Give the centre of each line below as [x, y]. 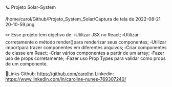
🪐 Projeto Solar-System [31, 7]
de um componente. [27, 64]
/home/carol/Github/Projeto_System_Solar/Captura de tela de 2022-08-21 [83, 19]
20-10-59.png [20, 24]
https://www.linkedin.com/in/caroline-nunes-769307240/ [66, 79]
